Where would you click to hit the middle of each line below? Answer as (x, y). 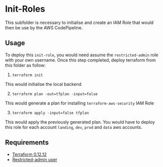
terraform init (28, 75)
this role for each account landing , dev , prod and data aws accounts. (74, 127)
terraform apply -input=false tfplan (51, 113)
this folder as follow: (25, 65)
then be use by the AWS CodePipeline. (44, 27)
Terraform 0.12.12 (29, 154)
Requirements (27, 143)
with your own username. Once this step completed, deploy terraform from (81, 60)
